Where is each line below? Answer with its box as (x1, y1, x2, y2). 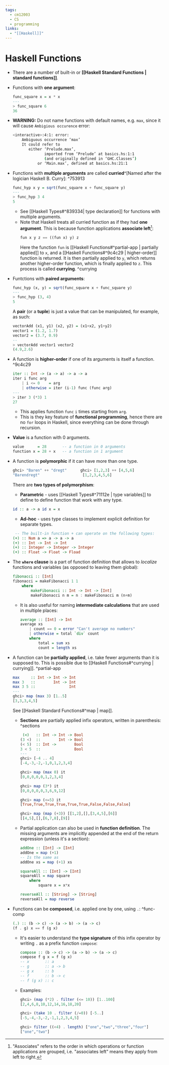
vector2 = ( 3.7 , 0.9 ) (12, 333, 58, 338)
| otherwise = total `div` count (29, 631, 100, 637)
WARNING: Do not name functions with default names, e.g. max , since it (12, 117, 161, 124)
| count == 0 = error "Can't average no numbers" (29, 626, 135, 632)
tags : (5, 7, 17, 13)
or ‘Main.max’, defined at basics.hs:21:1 (37, 161, 128, 166)
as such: (12, 314, 30, 320)
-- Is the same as (20, 855, 59, 860)
